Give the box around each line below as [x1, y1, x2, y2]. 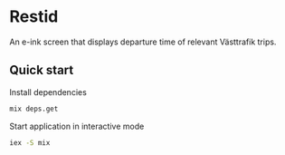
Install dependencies [9, 86, 88, 97]
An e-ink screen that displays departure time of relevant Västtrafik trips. [9, 36, 277, 47]
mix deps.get [9, 104, 59, 113]
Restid [9, 6, 59, 27]
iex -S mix [9, 138, 51, 147]
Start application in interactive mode [9, 121, 145, 131]
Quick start [9, 63, 74, 78]
